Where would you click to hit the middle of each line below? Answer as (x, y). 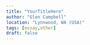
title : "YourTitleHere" (35, 11)
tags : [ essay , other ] (31, 28)
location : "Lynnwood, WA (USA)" (45, 22)
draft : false (22, 33)
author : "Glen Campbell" (36, 17)
